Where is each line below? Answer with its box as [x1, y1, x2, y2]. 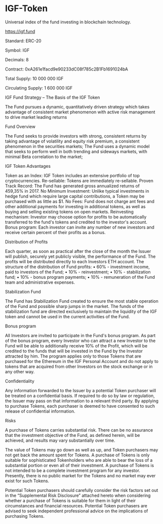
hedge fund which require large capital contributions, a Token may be [5, 193, 145, 199]
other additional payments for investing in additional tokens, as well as [5, 203, 146, 209]
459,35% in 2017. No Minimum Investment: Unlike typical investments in [5, 188, 149, 194]
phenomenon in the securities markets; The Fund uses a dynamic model [5, 143, 150, 149]
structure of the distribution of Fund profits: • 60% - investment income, [5, 264, 150, 270]
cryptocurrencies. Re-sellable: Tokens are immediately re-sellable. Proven [5, 178, 153, 183]
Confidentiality [5, 378, 35, 384]
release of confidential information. [5, 408, 75, 414]
